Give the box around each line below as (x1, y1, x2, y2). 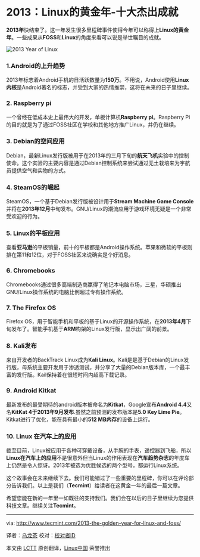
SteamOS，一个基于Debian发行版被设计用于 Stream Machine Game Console (6, 198, 194, 205)
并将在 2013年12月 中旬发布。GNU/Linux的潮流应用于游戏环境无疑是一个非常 (6, 205, 192, 212)
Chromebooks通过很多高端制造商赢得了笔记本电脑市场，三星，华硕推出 (6, 281, 182, 288)
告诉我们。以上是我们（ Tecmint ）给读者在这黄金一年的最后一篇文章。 (11, 481, 183, 489)
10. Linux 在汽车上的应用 (6, 432, 77, 440)
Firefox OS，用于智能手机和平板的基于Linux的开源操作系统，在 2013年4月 (6, 318, 186, 325)
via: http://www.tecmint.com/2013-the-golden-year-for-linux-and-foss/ (6, 519, 182, 527)
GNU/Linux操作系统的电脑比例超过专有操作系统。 (6, 288, 127, 295)
